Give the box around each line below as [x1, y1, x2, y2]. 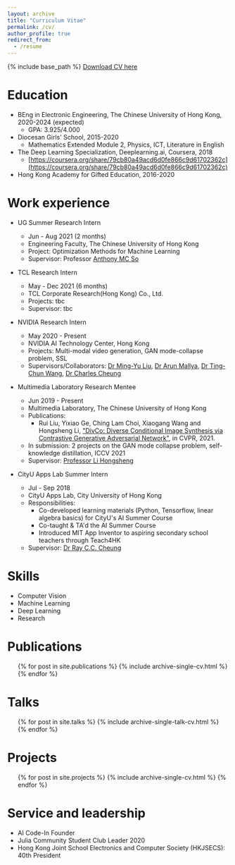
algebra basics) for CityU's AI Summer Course [38, 513, 173, 522]
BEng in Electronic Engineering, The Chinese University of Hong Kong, [17, 110, 222, 118]
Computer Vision [17, 591, 67, 600]
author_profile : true [7, 30, 71, 37]
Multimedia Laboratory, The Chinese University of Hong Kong [27, 403, 207, 412]
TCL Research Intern [17, 268, 77, 276]
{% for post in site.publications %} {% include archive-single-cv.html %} [17, 662, 228, 670]
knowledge [27, 448, 61, 457]
